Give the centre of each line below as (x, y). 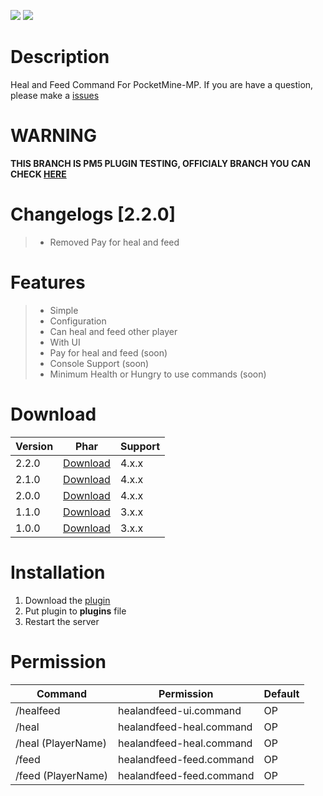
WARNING (53, 136)
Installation (58, 572)
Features (48, 282)
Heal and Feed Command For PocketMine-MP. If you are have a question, (162, 84)
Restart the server (62, 621)
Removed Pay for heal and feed (114, 242)
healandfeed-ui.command (179, 710)
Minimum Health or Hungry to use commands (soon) (158, 374)
